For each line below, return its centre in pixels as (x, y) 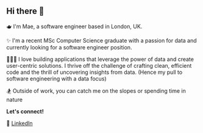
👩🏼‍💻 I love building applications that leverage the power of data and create (100, 59)
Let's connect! (25, 111)
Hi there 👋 (25, 11)
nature (15, 99)
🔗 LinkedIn (20, 123)
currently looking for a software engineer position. (69, 47)
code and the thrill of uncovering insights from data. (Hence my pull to (94, 72)
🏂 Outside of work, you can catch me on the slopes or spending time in (96, 91)
